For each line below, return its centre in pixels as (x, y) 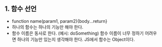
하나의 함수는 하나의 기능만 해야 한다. (48, 27)
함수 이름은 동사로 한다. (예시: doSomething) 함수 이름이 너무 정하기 (78, 33)
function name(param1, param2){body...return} (59, 21)
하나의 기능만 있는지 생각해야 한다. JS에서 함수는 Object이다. (76, 39)
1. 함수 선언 (21, 9)
